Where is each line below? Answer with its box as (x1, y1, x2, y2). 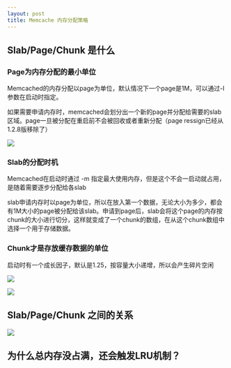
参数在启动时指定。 (7, 93, 63, 101)
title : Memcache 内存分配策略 (7, 17, 88, 24)
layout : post (7, 10, 45, 17)
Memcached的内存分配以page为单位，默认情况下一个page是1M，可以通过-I (7, 84, 225, 93)
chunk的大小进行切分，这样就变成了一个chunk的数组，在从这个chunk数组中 (7, 216, 225, 224)
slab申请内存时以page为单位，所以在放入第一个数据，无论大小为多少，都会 (7, 198, 223, 207)
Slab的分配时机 (7, 158, 58, 168)
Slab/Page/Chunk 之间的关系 (7, 309, 134, 321)
